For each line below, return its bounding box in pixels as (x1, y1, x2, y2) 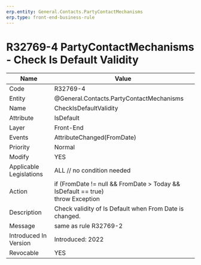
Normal (54, 143, 75, 152)
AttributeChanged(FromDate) (54, 133, 136, 141)
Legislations (9, 170, 43, 179)
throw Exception (54, 195, 100, 203)
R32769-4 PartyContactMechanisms (6, 40, 194, 54)
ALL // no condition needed (54, 166, 131, 174)
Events (9, 133, 29, 141)
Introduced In (9, 231, 47, 240)
